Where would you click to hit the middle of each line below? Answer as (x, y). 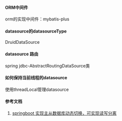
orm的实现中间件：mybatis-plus (37, 19)
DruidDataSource (22, 42)
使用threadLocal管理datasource (37, 89)
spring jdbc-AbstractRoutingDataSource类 (48, 66)
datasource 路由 (22, 54)
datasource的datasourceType (36, 31)
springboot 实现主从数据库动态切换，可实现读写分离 (64, 113)
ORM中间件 (17, 7)
